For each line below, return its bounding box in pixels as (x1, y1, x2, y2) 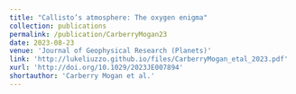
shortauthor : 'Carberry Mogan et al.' (9, 72, 155, 81)
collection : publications (9, 21, 106, 30)
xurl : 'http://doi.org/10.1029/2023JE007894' (9, 64, 183, 73)
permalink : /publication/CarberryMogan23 (9, 30, 168, 38)
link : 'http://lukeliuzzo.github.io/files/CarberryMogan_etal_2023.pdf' (9, 55, 289, 64)
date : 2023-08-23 (9, 38, 75, 47)
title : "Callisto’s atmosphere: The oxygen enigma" (9, 13, 208, 22)
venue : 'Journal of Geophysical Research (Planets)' (9, 47, 212, 56)
